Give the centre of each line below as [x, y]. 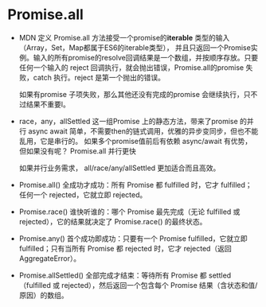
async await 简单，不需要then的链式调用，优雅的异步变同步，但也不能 [143, 131]
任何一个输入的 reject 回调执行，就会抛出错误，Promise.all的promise [131, 67]
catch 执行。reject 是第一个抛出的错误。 [99, 77]
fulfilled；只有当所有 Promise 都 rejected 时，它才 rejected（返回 [125, 248]
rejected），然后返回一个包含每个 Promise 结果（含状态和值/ [160, 285]
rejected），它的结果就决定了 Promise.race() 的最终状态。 [113, 221]
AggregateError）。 [50, 258]
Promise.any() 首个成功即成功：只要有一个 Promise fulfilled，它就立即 [133, 238]
